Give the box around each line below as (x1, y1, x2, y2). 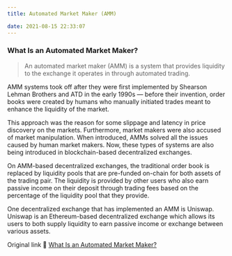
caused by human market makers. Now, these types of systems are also (7, 140, 215, 149)
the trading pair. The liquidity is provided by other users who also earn (7, 176, 209, 185)
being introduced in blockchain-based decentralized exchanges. (7, 148, 192, 156)
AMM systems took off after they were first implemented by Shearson (7, 82, 208, 91)
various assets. (7, 227, 51, 235)
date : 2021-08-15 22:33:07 (7, 22, 86, 30)
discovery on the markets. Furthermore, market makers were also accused (7, 126, 222, 134)
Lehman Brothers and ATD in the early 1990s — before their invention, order (7, 90, 225, 98)
